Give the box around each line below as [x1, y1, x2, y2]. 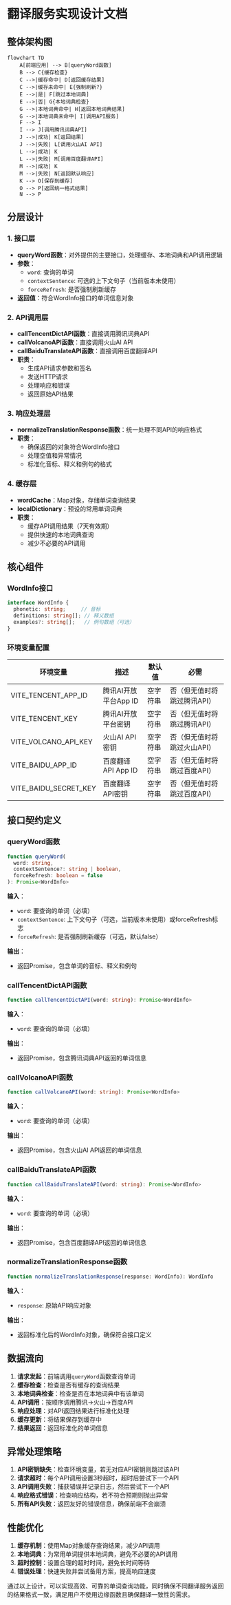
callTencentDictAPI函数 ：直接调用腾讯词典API [16, 329, 150, 337]
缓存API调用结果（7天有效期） [27, 521, 113, 530]
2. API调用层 [7, 313, 49, 322]
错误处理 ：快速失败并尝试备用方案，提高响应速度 [16, 1567, 156, 1575]
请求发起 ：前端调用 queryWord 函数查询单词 [16, 1372, 136, 1381]
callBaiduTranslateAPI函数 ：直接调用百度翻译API [16, 346, 158, 355]
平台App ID [102, 696, 139, 706]
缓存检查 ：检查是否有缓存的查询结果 [16, 1381, 120, 1389]
